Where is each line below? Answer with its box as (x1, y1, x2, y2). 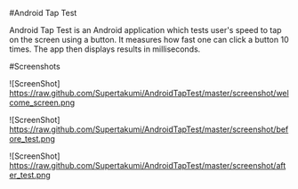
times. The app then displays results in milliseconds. (9, 44, 201, 54)
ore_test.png (9, 134, 56, 144)
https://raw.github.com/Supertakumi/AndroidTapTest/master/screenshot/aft (9, 160, 286, 170)
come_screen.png (9, 97, 76, 108)
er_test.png (9, 169, 51, 180)
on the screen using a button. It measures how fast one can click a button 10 (9, 35, 289, 45)
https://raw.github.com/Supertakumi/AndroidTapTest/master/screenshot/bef (9, 124, 289, 135)
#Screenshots (9, 62, 60, 71)
